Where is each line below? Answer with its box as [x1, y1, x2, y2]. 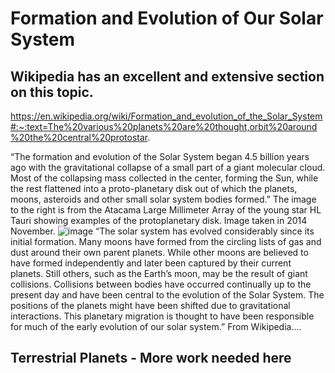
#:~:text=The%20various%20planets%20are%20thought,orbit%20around [10, 121, 318, 132]
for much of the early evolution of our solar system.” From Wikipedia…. [10, 321, 302, 332]
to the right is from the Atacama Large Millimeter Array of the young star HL [10, 204, 322, 216]
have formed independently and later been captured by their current [10, 257, 292, 269]
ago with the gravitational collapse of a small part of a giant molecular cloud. [10, 162, 326, 173]
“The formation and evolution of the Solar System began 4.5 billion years [10, 151, 310, 162]
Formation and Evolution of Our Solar [10, 7, 324, 30]
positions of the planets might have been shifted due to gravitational [10, 300, 291, 311]
